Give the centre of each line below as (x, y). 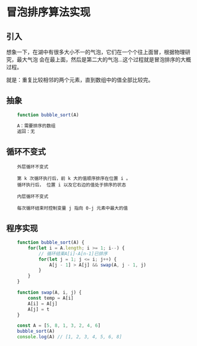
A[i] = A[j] (43, 304)
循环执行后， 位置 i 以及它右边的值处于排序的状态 (71, 185)
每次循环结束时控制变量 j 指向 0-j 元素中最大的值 (72, 208)
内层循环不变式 (33, 197)
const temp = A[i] (51, 298)
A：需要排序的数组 (36, 126)
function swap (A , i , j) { (50, 292)
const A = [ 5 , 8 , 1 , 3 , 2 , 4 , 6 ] (59, 326)
